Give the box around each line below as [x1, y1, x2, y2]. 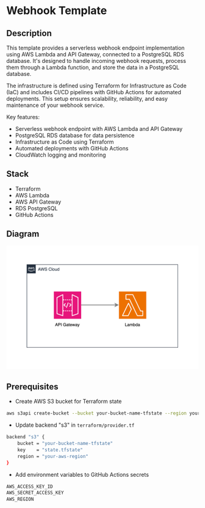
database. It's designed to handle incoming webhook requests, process [6, 57, 186, 64]
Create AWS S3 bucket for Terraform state [15, 398, 122, 405]
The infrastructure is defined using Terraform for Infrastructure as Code [6, 82, 187, 89]
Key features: [6, 114, 40, 120]
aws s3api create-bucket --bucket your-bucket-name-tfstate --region [6, 410, 187, 416]
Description [6, 28, 52, 39]
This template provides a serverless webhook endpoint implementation [6, 44, 185, 51]
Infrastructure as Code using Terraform [15, 138, 114, 145]
